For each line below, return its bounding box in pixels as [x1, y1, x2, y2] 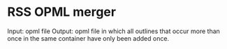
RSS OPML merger [7, 4, 117, 20]
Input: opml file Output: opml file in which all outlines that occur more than [7, 27, 220, 35]
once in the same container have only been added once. [7, 34, 170, 42]
